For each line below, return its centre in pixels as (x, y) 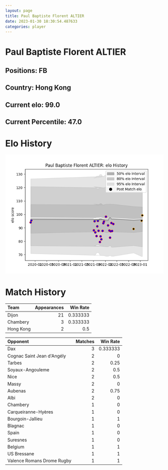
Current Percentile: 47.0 (44, 122)
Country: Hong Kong (38, 88)
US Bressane (21, 454)
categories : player (26, 27)
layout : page (19, 11)
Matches (85, 342)
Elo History (29, 144)
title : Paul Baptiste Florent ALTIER (45, 16)
